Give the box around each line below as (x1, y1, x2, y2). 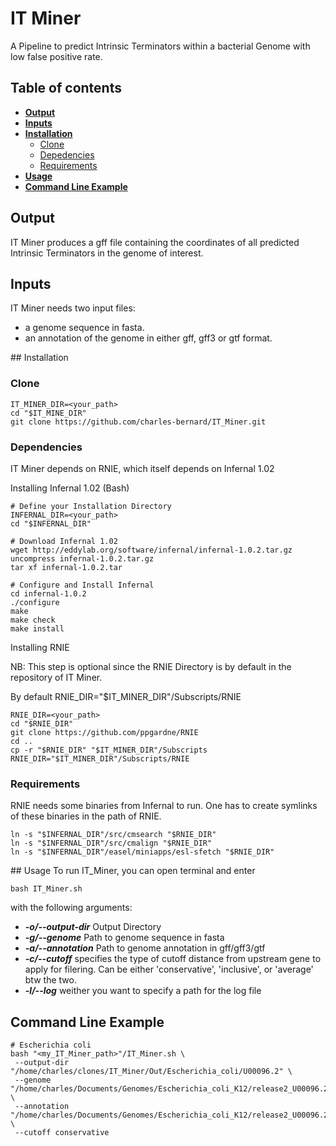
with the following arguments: (10, 902, 133, 914)
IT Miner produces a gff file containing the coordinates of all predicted (10, 236, 300, 248)
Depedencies (39, 148, 95, 161)
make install (10, 623, 65, 634)
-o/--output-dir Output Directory (24, 921, 162, 933)
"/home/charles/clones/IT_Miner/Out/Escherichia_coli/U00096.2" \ (10, 1067, 293, 1077)
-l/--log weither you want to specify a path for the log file (24, 985, 262, 997)
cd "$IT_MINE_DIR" (10, 408, 87, 418)
